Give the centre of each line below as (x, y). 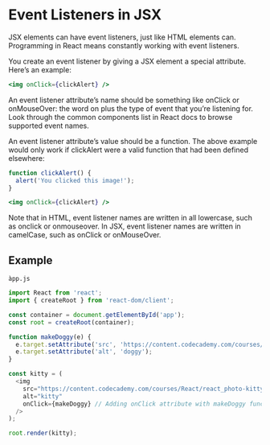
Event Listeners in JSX (85, 15)
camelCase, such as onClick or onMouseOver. (85, 235)
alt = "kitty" (43, 396)
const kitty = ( (35, 374)
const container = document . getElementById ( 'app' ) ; (96, 315)
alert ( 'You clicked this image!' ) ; (75, 180)
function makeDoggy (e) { (50, 337)
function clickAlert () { (50, 173)
